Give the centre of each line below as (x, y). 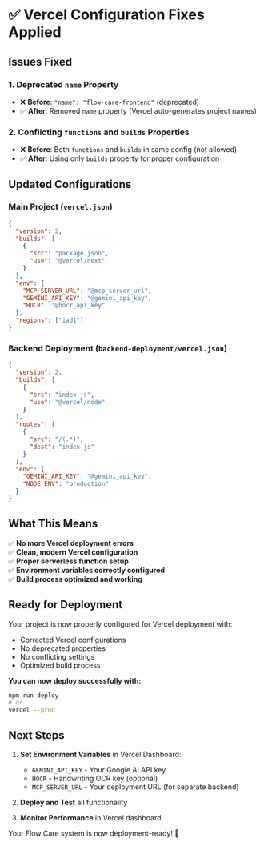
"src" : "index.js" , (62, 395)
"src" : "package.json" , (69, 254)
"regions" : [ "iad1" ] (50, 321)
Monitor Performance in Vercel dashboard (90, 817)
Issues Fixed (40, 62)
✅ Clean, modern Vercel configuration (73, 552)
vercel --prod (32, 710)
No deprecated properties (63, 648)
